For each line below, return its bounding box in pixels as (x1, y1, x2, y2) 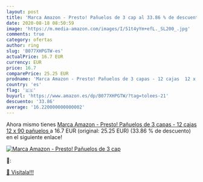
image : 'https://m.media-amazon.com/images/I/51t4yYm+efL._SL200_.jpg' (6, 25, 190, 32)
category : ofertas (6, 37, 53, 43)
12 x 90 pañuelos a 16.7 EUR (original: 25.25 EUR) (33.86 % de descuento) (6, 127, 192, 134)
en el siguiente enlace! (6, 133, 62, 140)
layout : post (6, 8, 39, 15)
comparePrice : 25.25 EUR (6, 71, 69, 77)
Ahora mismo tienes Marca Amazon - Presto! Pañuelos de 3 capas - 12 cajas (6, 121, 198, 128)
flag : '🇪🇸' (6, 87, 36, 93)
